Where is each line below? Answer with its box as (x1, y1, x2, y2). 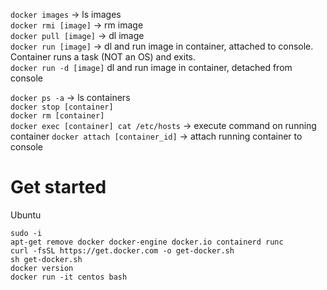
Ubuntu (10, 209, 42, 221)
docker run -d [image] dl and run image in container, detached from (10, 62, 293, 73)
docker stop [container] (10, 102, 114, 112)
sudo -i (10, 228, 43, 238)
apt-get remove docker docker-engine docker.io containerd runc (10, 237, 284, 247)
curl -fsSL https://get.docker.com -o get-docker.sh (10, 245, 235, 256)
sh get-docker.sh (10, 254, 83, 264)
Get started (10, 176, 107, 199)
